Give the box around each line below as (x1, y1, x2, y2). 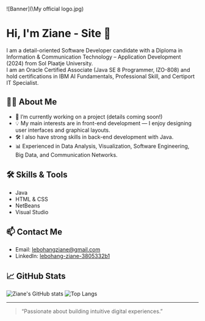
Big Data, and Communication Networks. (15, 151, 118, 158)
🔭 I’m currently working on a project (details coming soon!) (15, 113, 163, 120)
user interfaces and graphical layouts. (15, 126, 111, 134)
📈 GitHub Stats (6, 271, 66, 281)
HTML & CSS (15, 195, 48, 203)
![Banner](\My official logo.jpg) (6, 5, 84, 12)
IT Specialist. (6, 79, 39, 86)
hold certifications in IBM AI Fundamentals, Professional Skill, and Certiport (6, 73, 195, 80)
